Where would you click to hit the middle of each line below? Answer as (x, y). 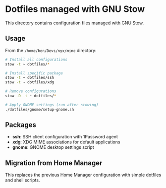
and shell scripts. (23, 180)
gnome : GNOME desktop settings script (53, 147)
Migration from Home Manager (54, 163)
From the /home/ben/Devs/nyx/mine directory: (51, 50)
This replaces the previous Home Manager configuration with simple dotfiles (83, 175)
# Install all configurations (36, 60)
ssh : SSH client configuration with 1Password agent (65, 137)
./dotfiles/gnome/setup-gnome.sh (40, 109)
